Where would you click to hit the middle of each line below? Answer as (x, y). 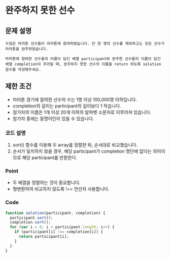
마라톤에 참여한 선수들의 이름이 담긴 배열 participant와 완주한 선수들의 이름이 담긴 (83, 59)
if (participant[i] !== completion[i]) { (59, 232)
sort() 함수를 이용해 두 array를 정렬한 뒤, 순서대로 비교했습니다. (75, 145)
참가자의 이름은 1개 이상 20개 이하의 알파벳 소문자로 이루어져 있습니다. (82, 112)
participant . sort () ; (31, 218)
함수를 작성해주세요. (23, 69)
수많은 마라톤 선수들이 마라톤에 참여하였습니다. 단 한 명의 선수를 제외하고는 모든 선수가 (85, 44)
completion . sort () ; (30, 223)
